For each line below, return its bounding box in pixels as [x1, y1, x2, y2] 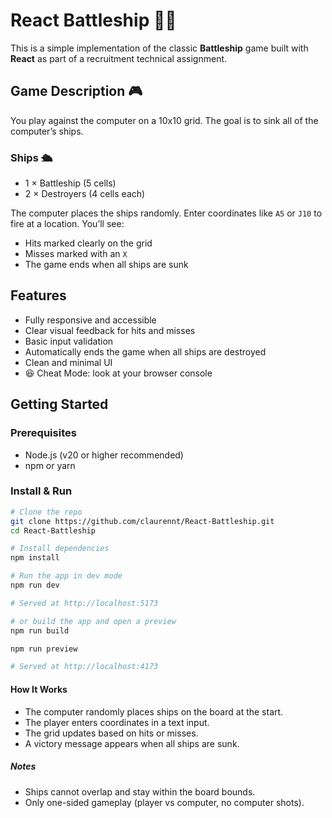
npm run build [10, 625, 70, 636]
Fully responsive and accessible [24, 314, 157, 326]
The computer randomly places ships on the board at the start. [24, 705, 284, 718]
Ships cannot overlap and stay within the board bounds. [24, 785, 256, 798]
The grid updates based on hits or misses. [24, 727, 199, 739]
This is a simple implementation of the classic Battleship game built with [10, 42, 309, 54]
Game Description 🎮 [10, 83, 143, 100]
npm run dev [10, 580, 60, 591]
